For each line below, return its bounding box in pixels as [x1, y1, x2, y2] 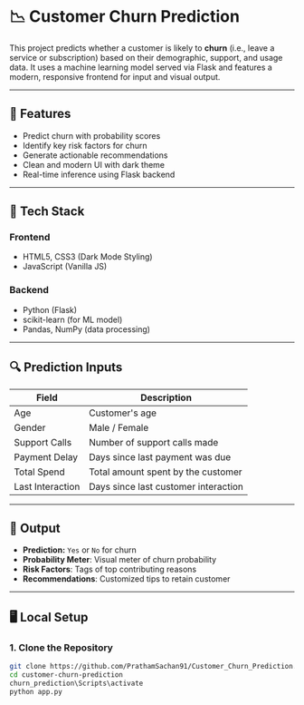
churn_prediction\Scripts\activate [9, 679, 144, 688]
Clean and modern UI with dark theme [22, 159, 166, 170]
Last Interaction [14, 480, 81, 493]
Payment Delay [14, 450, 79, 463]
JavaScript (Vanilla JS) [22, 261, 108, 272]
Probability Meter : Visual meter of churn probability [22, 554, 217, 565]
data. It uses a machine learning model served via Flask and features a [9, 62, 273, 73]
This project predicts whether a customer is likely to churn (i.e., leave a [9, 42, 275, 54]
